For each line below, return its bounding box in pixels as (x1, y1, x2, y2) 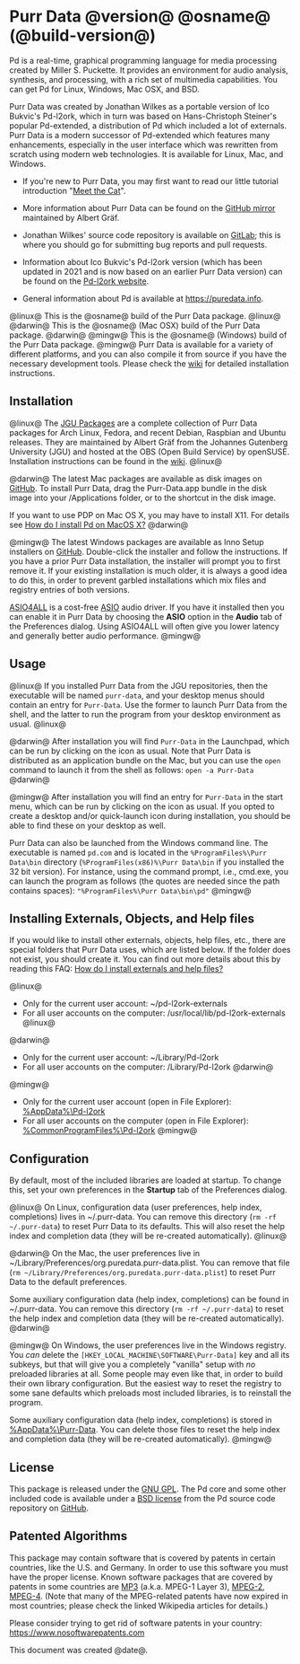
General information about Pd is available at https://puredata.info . (21, 293, 264, 304)
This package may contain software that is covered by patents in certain (9, 1552, 276, 1563)
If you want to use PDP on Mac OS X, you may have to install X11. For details (9, 509, 290, 520)
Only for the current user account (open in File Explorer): (21, 1096, 232, 1107)
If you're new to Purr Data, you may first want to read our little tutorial (21, 175, 279, 186)
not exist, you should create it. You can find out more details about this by (9, 954, 281, 964)
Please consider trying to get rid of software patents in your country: (9, 1617, 262, 1628)
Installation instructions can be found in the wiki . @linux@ (9, 455, 222, 466)
